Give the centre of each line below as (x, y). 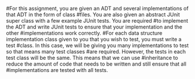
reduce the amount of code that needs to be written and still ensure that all (96, 64)
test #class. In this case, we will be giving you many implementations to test (97, 45)
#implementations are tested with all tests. (57, 70)
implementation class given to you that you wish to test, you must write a (94, 39)
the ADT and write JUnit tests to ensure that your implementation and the (94, 27)
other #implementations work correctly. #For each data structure (84, 33)
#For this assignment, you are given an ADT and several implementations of (97, 8)
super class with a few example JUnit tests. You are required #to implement (97, 21)
